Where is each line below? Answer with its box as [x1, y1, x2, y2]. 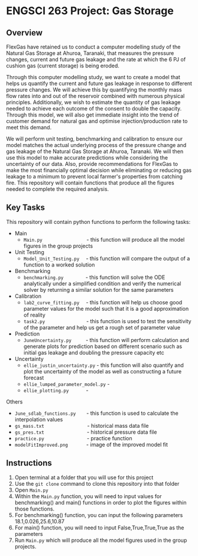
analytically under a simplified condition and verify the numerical [23, 279, 181, 287]
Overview [6, 28, 43, 38]
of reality [23, 311, 46, 318]
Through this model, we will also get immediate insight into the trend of [6, 111, 179, 118]
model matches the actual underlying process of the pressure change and [6, 142, 187, 148]
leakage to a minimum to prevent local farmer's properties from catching [6, 173, 183, 180]
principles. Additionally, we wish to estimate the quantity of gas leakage [6, 99, 181, 106]
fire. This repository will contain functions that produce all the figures [6, 179, 174, 186]
